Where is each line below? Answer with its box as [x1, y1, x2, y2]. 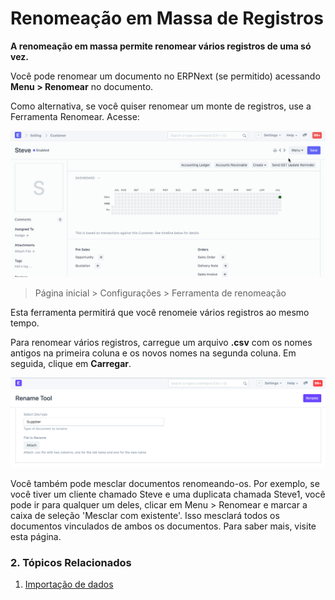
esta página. [10, 530, 62, 542]
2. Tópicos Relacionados [10, 555, 132, 569]
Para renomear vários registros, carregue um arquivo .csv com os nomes [10, 336, 313, 348]
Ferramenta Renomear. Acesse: [10, 110, 140, 122]
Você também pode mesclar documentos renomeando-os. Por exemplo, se [10, 477, 320, 489]
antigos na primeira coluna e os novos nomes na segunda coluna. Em [10, 347, 297, 359]
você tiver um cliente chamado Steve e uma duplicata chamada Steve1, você [10, 488, 326, 500]
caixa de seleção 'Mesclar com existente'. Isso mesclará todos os [10, 509, 280, 521]
